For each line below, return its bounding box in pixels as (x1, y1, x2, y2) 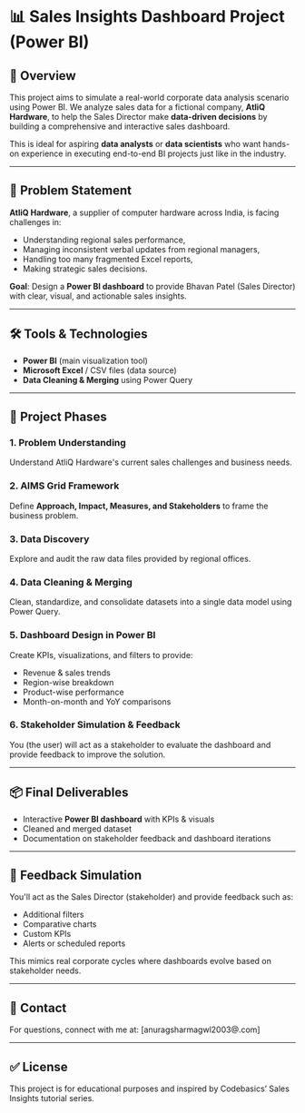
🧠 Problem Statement (9, 182, 133, 199)
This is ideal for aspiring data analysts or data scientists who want (9, 139, 261, 149)
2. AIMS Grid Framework (9, 479, 120, 492)
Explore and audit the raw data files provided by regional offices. (9, 553, 251, 564)
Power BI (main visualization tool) (22, 355, 148, 366)
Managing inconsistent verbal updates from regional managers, (22, 243, 261, 254)
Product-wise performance (22, 686, 124, 697)
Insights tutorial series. (9, 1093, 95, 1104)
